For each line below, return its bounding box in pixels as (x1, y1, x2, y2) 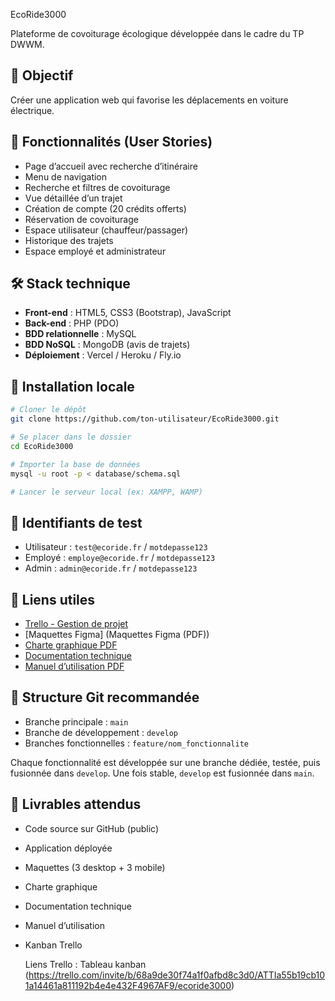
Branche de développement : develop (24, 726, 179, 738)
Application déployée (24, 842, 113, 854)
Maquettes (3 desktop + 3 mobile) (24, 861, 166, 873)
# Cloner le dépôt (10, 405, 87, 415)
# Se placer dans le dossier (10, 432, 132, 442)
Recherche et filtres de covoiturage (24, 181, 171, 193)
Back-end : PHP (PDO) (24, 317, 120, 329)
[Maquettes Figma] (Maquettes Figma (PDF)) (24, 629, 210, 640)
